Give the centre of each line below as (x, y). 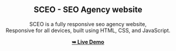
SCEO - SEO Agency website (88, 10)
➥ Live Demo (88, 42)
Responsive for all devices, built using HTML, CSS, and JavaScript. (88, 30)
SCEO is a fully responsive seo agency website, (88, 24)
